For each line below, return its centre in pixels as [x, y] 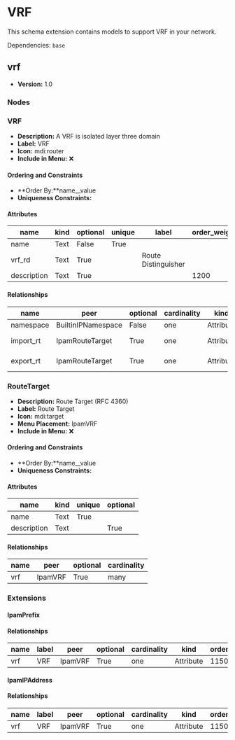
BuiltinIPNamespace [89, 325]
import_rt [26, 340]
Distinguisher [163, 265]
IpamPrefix [24, 615]
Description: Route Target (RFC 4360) [73, 401]
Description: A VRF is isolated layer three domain [89, 136]
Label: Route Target [46, 409]
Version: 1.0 [35, 84]
